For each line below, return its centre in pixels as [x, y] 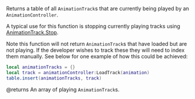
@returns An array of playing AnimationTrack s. [63, 89]
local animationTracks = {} [41, 67]
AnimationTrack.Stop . [32, 32]
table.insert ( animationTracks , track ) [54, 78]
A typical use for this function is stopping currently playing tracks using [93, 26]
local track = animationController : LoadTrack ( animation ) [78, 72]
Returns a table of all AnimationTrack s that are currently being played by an [98, 9]
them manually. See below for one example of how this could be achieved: [97, 56]
